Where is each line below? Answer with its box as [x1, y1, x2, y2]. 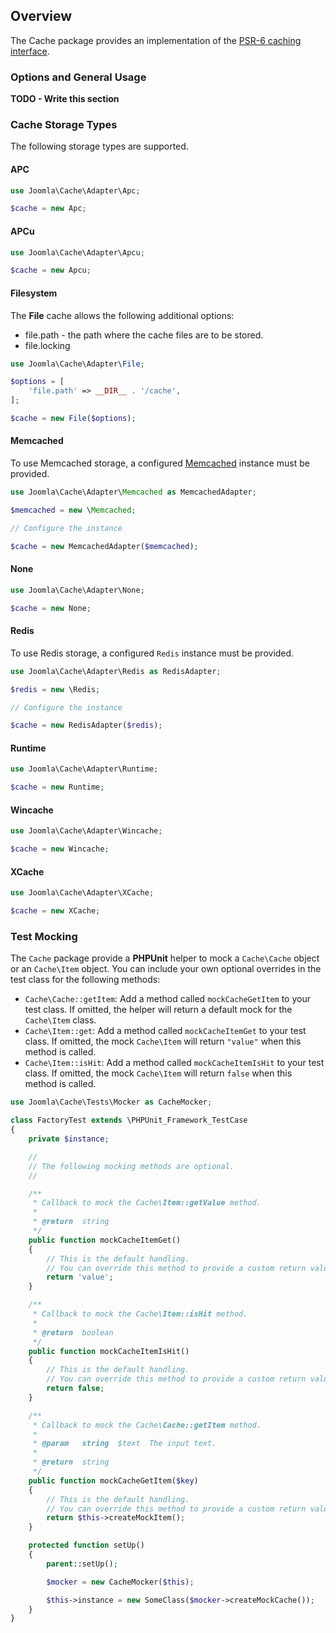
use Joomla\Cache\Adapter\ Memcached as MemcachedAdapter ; [10, 487, 257, 498]
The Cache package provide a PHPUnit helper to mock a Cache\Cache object [10, 952, 320, 964]
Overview [10, 8, 73, 25]
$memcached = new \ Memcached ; [10, 505, 137, 515]
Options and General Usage [10, 70, 147, 84]
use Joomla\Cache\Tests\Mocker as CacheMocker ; [10, 1097, 213, 1108]
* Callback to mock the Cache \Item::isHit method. [32, 1309, 248, 1319]
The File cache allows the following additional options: [10, 309, 235, 321]
